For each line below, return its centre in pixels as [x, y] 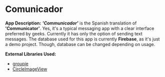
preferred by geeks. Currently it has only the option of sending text [74, 33]
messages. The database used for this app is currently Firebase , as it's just [82, 39]
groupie [20, 63]
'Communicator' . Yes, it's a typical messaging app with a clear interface [80, 28]
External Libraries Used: [31, 54]
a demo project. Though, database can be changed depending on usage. [80, 44]
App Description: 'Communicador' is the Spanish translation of [71, 23]
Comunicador [34, 9]
